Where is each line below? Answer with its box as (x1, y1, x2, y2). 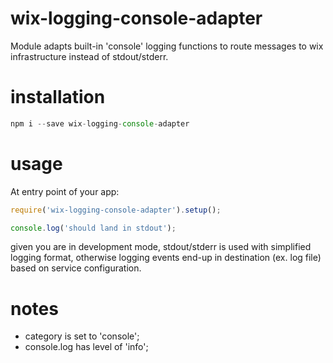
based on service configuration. (10, 262, 142, 274)
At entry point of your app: (10, 185, 120, 197)
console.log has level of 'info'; (24, 341, 149, 353)
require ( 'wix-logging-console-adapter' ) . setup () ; (10, 205, 222, 215)
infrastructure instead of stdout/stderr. (10, 50, 169, 62)
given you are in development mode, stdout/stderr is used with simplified (10, 241, 312, 253)
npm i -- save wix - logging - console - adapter (10, 118, 190, 129)
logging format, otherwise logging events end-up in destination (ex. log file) (10, 252, 322, 264)
